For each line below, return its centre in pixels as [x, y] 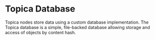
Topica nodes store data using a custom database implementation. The [77, 22]
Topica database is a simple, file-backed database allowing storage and [78, 27]
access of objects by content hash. [40, 32]
